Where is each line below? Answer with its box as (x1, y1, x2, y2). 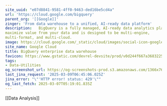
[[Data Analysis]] (5, 95, 40, 101)
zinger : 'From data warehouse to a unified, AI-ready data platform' (5, 21, 153, 26)
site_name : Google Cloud (5, 44, 57, 49)
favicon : (5, 53, 23, 59)
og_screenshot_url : (5, 68, 46, 73)
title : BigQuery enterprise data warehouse (5, 49, 97, 54)
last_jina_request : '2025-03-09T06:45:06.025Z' (5, 72, 106, 77)
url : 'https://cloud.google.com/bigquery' (5, 12, 94, 17)
